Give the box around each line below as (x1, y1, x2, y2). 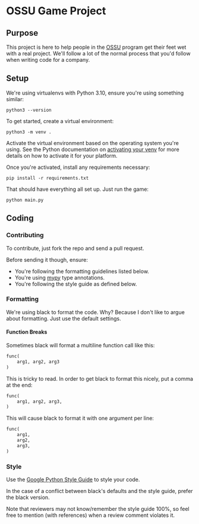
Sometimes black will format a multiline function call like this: (6, 342, 155, 349)
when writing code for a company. (6, 57, 90, 63)
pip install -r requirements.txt (6, 175, 89, 181)
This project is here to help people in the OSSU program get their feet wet (6, 43, 187, 51)
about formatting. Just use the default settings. (6, 315, 122, 322)
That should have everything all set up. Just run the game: (6, 186, 149, 193)
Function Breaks (6, 328, 48, 335)
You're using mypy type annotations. (14, 274, 105, 281)
